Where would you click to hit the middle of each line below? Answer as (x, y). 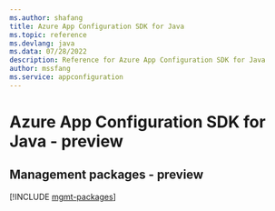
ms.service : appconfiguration (67, 77)
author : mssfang (40, 69)
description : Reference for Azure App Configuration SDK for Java (137, 60)
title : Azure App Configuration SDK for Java (97, 26)
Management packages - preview (107, 175)
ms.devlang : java (42, 43)
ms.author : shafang (46, 18)
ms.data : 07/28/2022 (49, 52)
